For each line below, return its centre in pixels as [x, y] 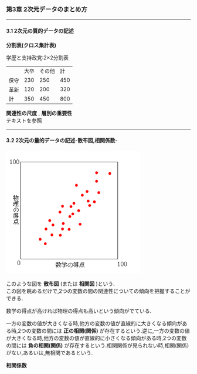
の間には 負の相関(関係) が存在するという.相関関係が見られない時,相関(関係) [98, 345]
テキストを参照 [24, 120]
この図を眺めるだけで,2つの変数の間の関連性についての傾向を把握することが [98, 291]
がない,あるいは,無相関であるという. [49, 353]
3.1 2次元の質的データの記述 [40, 31]
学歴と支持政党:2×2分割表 [38, 58]
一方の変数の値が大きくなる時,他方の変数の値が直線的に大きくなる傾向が [94, 323]
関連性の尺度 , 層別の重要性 [39, 113]
